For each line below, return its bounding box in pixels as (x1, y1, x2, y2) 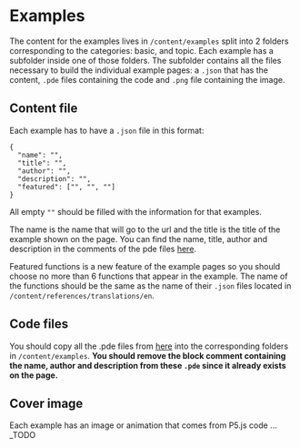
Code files (9, 316, 69, 332)
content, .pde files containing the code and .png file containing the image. (9, 74, 285, 85)
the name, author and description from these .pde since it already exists (9, 360, 286, 371)
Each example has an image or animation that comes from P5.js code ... (9, 420, 277, 431)
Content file (9, 101, 78, 117)
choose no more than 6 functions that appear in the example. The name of (9, 270, 288, 281)
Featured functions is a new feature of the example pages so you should (9, 260, 281, 271)
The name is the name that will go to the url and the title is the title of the (9, 224, 281, 235)
